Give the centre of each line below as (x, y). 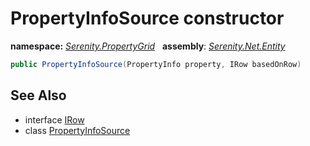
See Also (38, 95)
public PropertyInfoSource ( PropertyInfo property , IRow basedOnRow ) (156, 64)
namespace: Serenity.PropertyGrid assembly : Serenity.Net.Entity (148, 46)
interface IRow (54, 119)
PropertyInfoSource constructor (147, 18)
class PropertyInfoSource (77, 130)
